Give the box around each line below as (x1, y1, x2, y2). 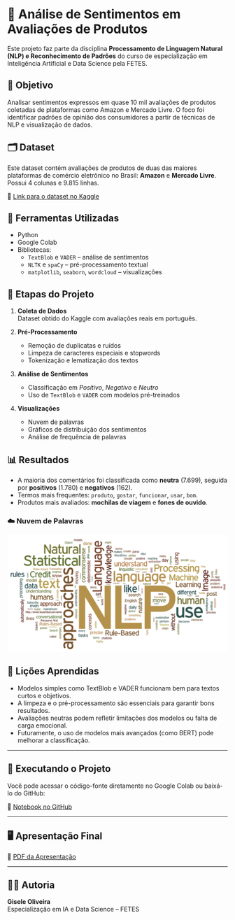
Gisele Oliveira (7, 898, 51, 906)
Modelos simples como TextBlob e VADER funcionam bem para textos (17, 684, 220, 692)
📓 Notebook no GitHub (7, 802, 72, 811)
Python (17, 231, 38, 239)
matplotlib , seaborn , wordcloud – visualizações (27, 268, 162, 276)
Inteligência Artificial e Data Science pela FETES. (7, 59, 148, 67)
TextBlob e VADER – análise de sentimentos (27, 253, 149, 262)
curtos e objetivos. (17, 691, 71, 700)
